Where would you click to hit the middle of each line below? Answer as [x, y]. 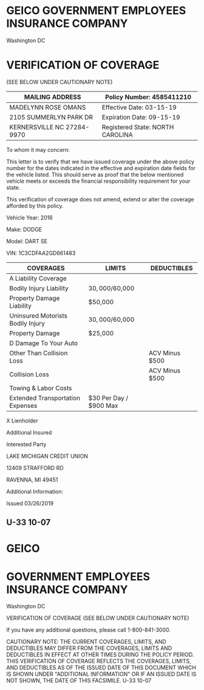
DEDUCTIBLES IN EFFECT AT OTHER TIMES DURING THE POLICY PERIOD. [100, 655]
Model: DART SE [27, 241]
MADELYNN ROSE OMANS [48, 107]
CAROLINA [117, 135]
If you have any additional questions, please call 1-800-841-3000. [89, 630]
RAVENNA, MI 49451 [32, 480]
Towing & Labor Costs [41, 388]
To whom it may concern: [38, 149]
